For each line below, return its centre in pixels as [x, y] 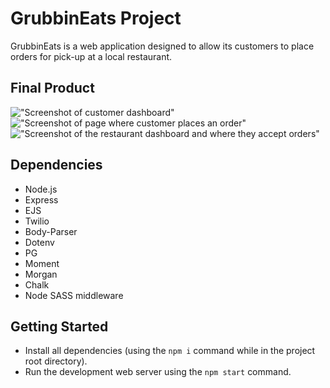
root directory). [56, 361]
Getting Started [59, 326]
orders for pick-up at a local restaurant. [91, 56]
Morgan [41, 274]
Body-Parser [51, 231]
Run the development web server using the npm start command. [158, 372]
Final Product [52, 88]
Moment [42, 263]
